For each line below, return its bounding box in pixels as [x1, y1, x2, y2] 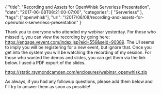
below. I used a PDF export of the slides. [5, 60, 86, 65]
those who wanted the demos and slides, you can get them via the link [5, 55, 146, 60]
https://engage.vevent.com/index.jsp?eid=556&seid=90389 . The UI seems [5, 39, 154, 45]
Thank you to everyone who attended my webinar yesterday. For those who [5, 29, 156, 34]
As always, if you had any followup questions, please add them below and [5, 78, 153, 84]
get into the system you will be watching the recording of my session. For [5, 49, 152, 55]
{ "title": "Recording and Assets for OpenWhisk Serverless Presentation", [5, 4, 150, 10]
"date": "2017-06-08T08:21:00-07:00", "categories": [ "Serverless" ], [5, 9, 143, 15]
